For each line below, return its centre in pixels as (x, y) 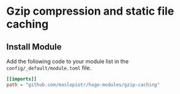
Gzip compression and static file (90, 11)
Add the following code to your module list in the (68, 61)
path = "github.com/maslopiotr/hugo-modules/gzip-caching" (83, 85)
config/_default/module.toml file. (49, 68)
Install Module (34, 47)
